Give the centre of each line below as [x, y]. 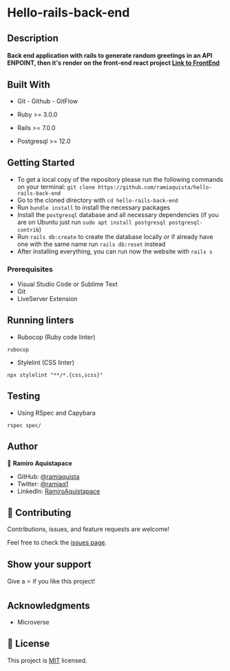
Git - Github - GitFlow [48, 101]
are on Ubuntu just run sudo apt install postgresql [92, 222]
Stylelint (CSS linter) [45, 362]
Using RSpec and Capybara [56, 413]
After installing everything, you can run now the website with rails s [115, 251]
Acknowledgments [49, 605]
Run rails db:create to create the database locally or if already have [115, 236]
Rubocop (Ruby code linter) [56, 337]
